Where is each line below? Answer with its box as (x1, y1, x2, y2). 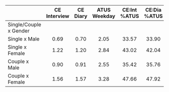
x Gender (8, 27, 30, 34)
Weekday (92, 12, 116, 19)
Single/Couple (8, 21, 42, 28)
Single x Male (8, 35, 40, 42)
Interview (46, 12, 69, 19)
